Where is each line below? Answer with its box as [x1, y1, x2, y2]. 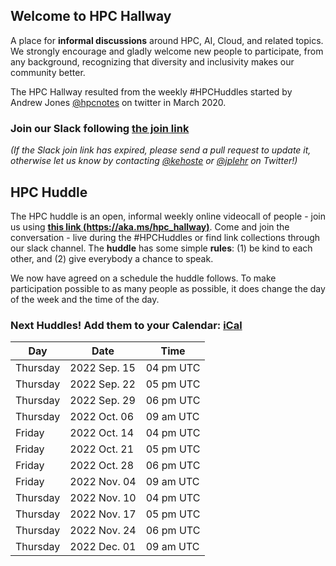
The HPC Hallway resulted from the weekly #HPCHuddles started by [10, 85, 293, 98]
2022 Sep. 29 [69, 394, 136, 408]
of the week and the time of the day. [10, 293, 160, 305]
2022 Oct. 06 [69, 410, 135, 424]
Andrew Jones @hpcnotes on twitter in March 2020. [10, 96, 227, 108]
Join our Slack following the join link [10, 121, 190, 135]
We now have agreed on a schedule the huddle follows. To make [10, 272, 277, 284]
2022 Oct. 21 [69, 442, 135, 456]
